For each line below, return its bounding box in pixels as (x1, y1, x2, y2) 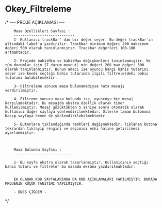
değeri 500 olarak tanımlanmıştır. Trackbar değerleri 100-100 (5, 45, 136, 50)
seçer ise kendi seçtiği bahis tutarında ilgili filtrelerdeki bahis (5, 71, 149, 76)
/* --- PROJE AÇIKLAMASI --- (5, 19, 65, 25)
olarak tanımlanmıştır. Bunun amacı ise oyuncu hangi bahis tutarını (5, 67, 149, 72)
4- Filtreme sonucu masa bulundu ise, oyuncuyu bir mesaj (14, 96, 133, 101)
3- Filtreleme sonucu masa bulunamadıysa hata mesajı (14, 84, 125, 89)
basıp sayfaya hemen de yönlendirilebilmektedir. (5, 113, 108, 118)
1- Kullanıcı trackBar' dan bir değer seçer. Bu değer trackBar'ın (14, 37, 153, 42)
